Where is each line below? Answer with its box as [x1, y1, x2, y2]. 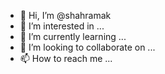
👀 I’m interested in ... [19, 20, 105, 32]
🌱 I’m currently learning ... [19, 31, 127, 42]
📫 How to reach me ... [19, 53, 113, 64]
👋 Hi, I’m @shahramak [19, 10, 112, 21]
